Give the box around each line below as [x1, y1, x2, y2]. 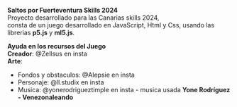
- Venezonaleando [17, 93, 74, 101]
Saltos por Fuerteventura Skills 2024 [7, 6, 118, 14]
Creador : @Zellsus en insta [7, 49, 87, 58]
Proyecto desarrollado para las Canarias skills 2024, [7, 13, 160, 22]
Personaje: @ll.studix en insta [17, 78, 104, 87]
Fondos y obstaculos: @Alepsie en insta [17, 70, 135, 79]
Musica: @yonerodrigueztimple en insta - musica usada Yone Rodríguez [17, 86, 231, 94]
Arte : [7, 57, 23, 65]
